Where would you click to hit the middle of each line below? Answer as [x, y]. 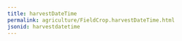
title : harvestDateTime [42, 14]
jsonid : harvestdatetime [44, 26]
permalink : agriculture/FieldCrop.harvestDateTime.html [91, 20]
